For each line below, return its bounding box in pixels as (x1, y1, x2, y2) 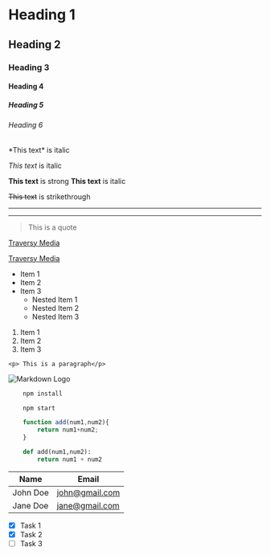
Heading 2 (8, 38, 62, 51)
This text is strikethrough (8, 191, 91, 202)
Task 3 (19, 538, 43, 548)
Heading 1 (8, 6, 76, 24)
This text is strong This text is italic (8, 176, 126, 186)
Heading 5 (8, 100, 44, 109)
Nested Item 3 (31, 312, 80, 321)
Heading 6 (8, 120, 43, 130)
